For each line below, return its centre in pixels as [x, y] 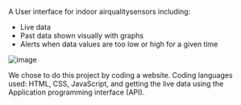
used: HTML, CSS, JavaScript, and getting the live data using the [116, 84]
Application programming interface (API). [77, 92]
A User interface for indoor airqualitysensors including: [100, 12]
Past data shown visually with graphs [81, 36]
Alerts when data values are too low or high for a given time [119, 44]
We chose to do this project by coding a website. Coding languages [120, 75]
